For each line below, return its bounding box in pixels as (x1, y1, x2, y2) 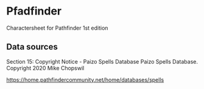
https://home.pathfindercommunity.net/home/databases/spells (6, 76, 164, 83)
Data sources (6, 42, 58, 52)
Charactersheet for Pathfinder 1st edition (6, 24, 108, 31)
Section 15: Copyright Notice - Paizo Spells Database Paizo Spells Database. (6, 58, 198, 65)
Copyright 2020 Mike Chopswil (6, 64, 85, 71)
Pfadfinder (6, 4, 62, 18)
